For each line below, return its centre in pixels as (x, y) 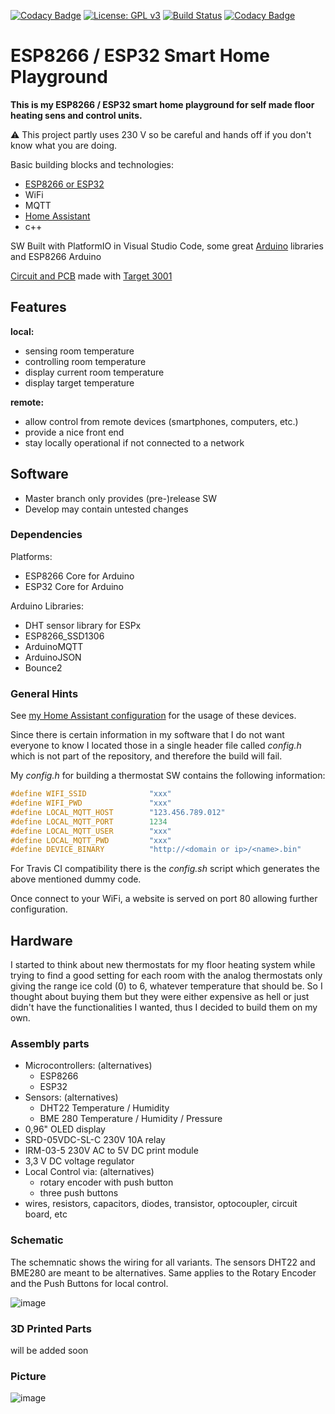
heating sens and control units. (76, 115)
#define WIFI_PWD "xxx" (91, 803)
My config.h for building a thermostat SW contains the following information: (168, 776)
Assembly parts (50, 1044)
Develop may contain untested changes (106, 509)
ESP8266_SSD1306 (64, 636)
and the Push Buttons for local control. (89, 1283)
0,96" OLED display (65, 1129)
